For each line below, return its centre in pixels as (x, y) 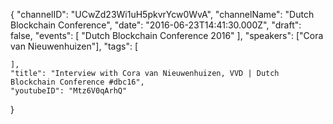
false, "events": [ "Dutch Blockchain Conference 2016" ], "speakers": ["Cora (167, 35)
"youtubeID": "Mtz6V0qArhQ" (69, 91)
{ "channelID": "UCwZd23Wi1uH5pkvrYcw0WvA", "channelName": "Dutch (162, 14)
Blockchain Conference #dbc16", (77, 82)
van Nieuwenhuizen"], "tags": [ (74, 46)
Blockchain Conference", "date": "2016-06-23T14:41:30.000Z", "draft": (156, 25)
